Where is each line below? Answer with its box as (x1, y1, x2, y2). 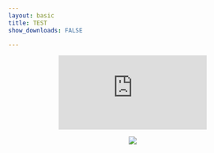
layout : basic (8, 11, 55, 20)
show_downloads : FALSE (8, 26, 83, 34)
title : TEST (8, 19, 47, 27)
